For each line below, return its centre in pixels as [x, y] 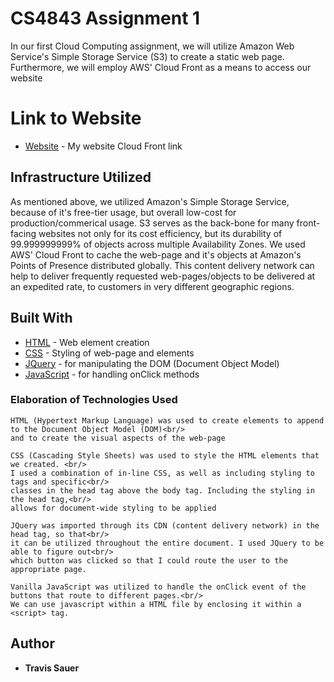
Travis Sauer [52, 668]
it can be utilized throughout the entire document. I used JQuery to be [167, 543]
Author [32, 643]
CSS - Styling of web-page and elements [109, 353]
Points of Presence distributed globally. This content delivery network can [162, 265]
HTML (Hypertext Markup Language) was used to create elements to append [167, 420]
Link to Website [76, 118]
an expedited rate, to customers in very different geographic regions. [152, 286]
